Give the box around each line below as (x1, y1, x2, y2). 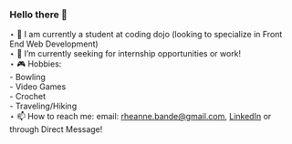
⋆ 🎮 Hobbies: (9, 58, 62, 69)
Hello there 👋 (9, 8, 68, 21)
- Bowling (9, 72, 46, 83)
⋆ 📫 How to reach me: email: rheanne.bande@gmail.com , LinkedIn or (9, 111, 272, 122)
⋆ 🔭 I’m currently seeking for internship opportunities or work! (9, 48, 242, 59)
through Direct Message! (9, 124, 103, 135)
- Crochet (9, 91, 47, 102)
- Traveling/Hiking (9, 100, 78, 112)
